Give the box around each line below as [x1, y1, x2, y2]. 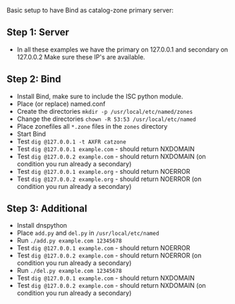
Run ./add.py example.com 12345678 [16, 236, 122, 245]
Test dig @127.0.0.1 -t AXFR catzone [16, 137, 126, 146]
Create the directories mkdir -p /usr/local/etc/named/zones [16, 107, 193, 115]
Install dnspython [16, 221, 68, 230]
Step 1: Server [6, 26, 70, 38]
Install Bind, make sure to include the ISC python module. [16, 92, 183, 100]
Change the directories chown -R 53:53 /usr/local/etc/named [16, 115, 196, 123]
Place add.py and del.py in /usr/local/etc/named [16, 229, 159, 238]
